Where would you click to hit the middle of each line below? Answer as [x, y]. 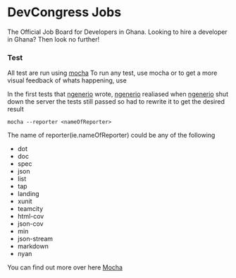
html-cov [31, 217]
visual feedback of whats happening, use [67, 80]
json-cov [30, 224]
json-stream [35, 239]
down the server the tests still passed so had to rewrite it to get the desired [116, 102]
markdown [33, 246]
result [16, 109]
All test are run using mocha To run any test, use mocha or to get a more [112, 73]
